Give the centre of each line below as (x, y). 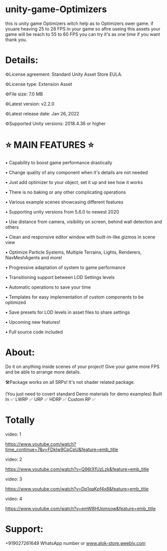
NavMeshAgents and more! (34, 257)
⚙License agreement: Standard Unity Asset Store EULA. (64, 74)
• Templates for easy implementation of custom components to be (75, 297)
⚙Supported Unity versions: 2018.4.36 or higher (56, 124)
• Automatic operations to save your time (48, 287)
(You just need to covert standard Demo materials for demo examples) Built (84, 394)
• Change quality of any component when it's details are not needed (77, 172)
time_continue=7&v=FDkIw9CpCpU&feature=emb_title (62, 449)
